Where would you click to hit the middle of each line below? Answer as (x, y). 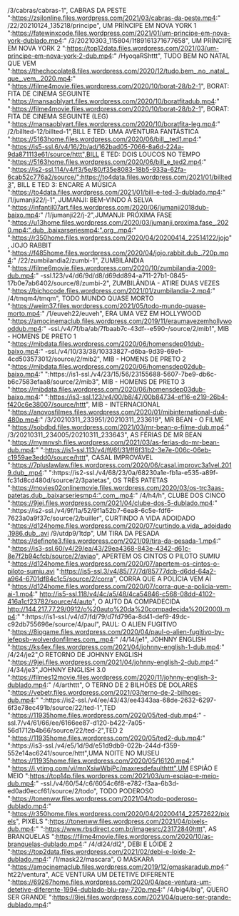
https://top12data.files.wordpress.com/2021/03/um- (143, 48)
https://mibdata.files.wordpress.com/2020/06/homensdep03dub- (109, 389)
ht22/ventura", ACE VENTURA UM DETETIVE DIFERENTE (91, 874)
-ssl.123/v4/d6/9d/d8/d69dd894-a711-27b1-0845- (115, 275)
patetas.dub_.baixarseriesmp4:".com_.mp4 (70, 495)
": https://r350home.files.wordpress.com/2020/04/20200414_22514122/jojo (118, 238)
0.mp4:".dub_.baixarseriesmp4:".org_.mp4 (70, 230)
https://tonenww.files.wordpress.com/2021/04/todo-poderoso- (105, 799)
